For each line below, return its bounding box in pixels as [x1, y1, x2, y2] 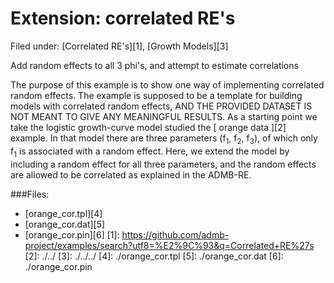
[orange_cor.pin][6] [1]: [24, 228, 120, 241]
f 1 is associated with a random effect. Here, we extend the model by [10, 145, 290, 159]
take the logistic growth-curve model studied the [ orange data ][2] [10, 121, 287, 133]
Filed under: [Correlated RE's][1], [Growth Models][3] [10, 40, 229, 52]
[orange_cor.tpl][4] [24, 207, 103, 219]
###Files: [10, 188, 50, 200]
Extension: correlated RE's [10, 7, 236, 30]
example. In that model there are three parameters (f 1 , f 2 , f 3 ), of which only [10, 132, 318, 146]
